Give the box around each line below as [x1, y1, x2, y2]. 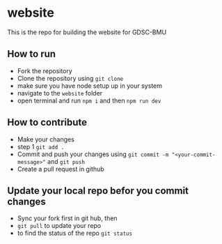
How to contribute [7, 116, 88, 128]
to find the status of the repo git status [17, 229, 133, 238]
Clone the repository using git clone [17, 74, 124, 82]
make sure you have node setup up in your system [17, 82, 162, 90]
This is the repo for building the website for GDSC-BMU [7, 28, 167, 36]
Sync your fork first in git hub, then [17, 214, 118, 222]
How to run [7, 48, 56, 60]
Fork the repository [17, 66, 73, 75]
